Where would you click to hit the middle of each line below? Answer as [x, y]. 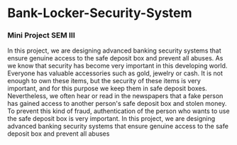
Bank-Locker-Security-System [100, 13]
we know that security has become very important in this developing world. [117, 66]
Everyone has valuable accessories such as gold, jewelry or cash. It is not [115, 73]
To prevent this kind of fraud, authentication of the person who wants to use [118, 111]
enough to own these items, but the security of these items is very [104, 81]
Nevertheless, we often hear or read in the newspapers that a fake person [115, 96]
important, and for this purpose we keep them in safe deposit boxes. [107, 88]
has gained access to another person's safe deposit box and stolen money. [117, 104]
